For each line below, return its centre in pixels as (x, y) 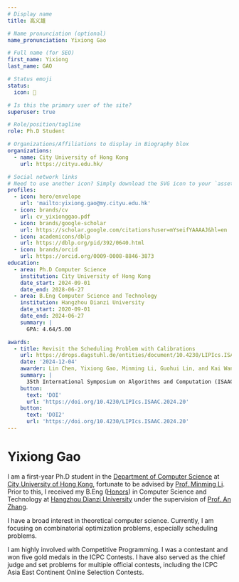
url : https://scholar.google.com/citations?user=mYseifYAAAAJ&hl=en (124, 230)
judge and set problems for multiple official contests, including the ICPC (113, 564)
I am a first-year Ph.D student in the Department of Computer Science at (113, 476)
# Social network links (43, 177)
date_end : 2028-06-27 (52, 289)
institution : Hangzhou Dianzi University (82, 303)
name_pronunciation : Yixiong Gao (57, 40)
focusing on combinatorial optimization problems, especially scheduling (113, 528)
